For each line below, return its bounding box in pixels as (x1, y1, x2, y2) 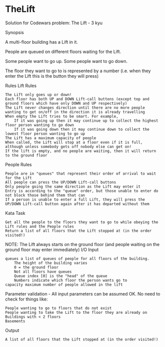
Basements (5, 318, 26, 324)
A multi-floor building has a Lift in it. (5, 39, 78, 45)
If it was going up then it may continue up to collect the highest (14, 118, 159, 123)
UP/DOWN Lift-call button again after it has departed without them (5, 201, 150, 206)
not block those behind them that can (5, 193, 85, 198)
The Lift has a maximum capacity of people (5, 135, 97, 141)
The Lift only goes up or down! (5, 92, 72, 97)
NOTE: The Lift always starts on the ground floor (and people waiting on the (5, 241, 160, 247)
